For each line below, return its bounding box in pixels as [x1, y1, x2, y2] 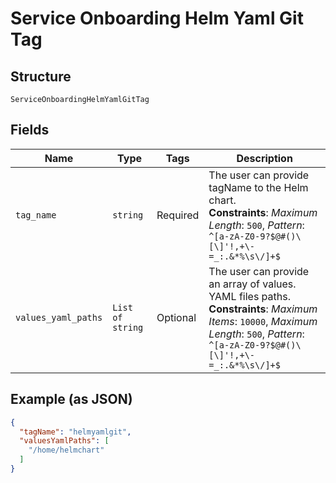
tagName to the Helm [208, 180, 309, 194]
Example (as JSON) [10, 391, 133, 408]
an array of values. [208, 277, 297, 291]
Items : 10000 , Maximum [208, 314, 318, 328]
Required [156, 208, 200, 222]
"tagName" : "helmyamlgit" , [19, 427, 132, 437]
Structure [10, 68, 72, 85]
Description [236, 151, 293, 165]
